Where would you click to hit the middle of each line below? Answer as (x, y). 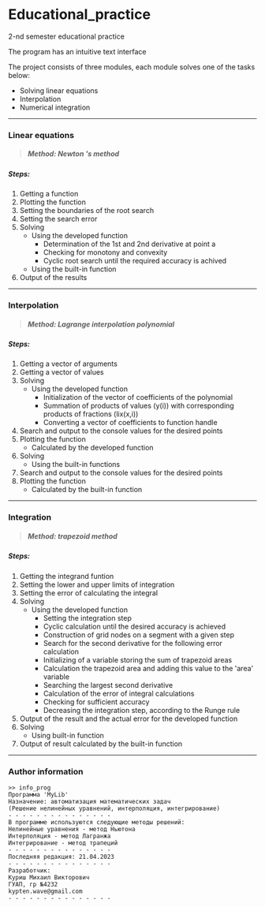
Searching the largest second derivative (108, 685)
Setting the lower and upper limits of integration (97, 584)
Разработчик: (30, 871)
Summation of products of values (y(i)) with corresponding (138, 406)
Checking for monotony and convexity (105, 252)
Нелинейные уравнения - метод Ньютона (72, 830)
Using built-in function (68, 735)
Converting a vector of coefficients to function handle (131, 423)
